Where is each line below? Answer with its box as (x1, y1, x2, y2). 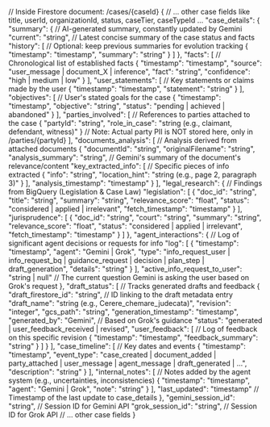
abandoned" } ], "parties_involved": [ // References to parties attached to (8, 110, 251, 119)
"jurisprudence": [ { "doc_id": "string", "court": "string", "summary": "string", (8, 213, 262, 222)
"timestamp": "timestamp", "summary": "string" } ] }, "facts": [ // (8, 50, 222, 59)
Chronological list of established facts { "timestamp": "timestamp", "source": (8, 58, 263, 68)
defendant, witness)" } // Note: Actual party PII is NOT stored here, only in (8, 127, 254, 136)
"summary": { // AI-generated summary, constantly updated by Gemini (8, 24, 243, 33)
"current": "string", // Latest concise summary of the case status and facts (8, 32, 255, 42)
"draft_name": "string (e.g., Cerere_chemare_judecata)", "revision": (8, 299, 231, 308)
